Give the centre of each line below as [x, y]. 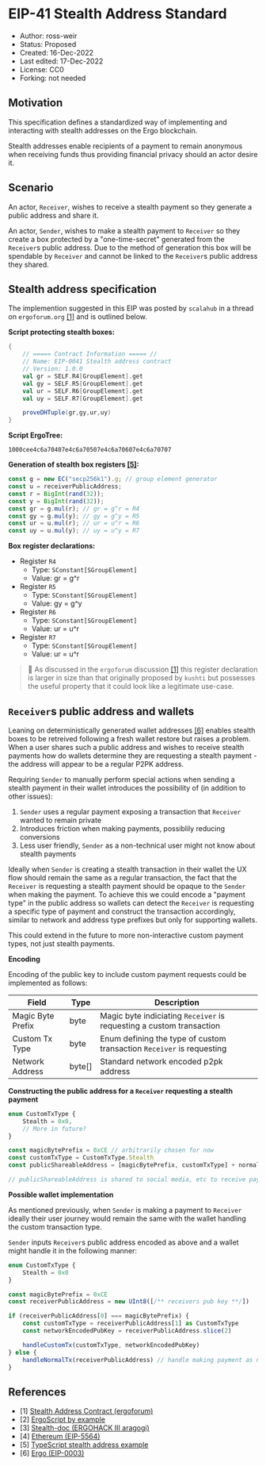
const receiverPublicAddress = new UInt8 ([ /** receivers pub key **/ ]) [129, 1302]
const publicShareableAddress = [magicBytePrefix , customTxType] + [122, 1165]
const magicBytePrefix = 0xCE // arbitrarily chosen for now [111, 1150]
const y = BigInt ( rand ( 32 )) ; [56, 501]
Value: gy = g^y [57, 603]
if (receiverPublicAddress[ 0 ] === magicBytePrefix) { [99, 1316]
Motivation [36, 103]
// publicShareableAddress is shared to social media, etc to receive [127, 1179]
